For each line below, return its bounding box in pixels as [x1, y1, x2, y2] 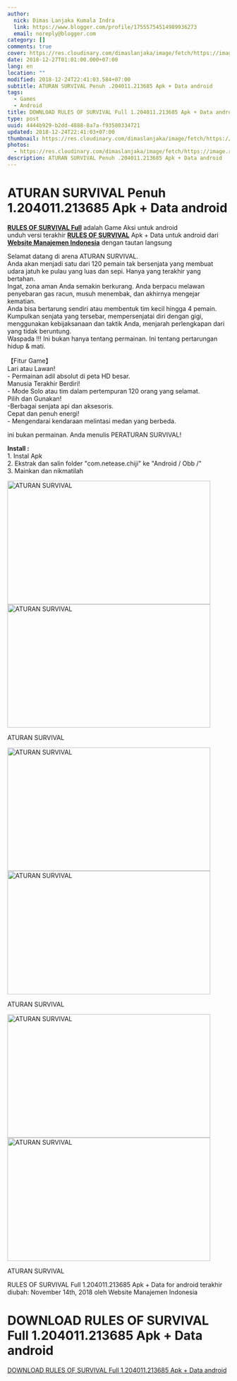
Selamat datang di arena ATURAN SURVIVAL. [7, 252, 139, 260]
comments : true [7, 43, 52, 50]
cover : [7, 50, 27, 57]
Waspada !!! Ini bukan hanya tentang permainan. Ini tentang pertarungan [7, 334, 218, 343]
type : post [7, 115, 39, 122]
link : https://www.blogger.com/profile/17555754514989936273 [13, 23, 197, 30]
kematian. [7, 297, 36, 305]
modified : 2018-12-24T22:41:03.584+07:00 [7, 75, 131, 83]
